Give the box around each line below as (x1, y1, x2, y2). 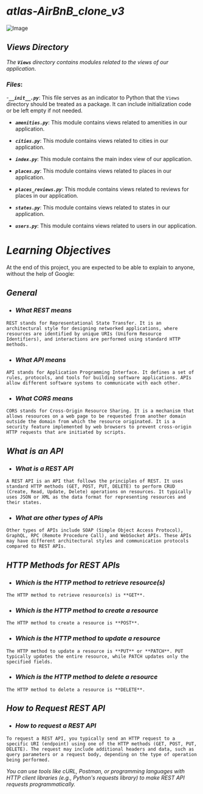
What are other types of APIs (15, 513, 103, 522)
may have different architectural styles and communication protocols (6, 538, 189, 544)
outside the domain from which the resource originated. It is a (6, 419, 175, 425)
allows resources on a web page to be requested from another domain (6, 413, 187, 419)
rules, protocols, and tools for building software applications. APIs (6, 374, 191, 381)
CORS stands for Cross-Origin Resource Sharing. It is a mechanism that (6, 408, 194, 414)
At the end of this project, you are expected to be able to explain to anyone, (6, 264, 195, 271)
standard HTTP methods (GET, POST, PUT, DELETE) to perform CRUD (6, 483, 175, 489)
